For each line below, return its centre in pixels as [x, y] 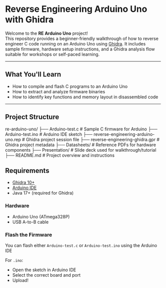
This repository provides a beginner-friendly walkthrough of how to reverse [82, 39]
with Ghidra [29, 20]
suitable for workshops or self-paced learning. [52, 54]
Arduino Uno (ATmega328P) [41, 216]
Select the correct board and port [46, 275]
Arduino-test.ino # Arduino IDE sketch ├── [49, 134]
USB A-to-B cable [30, 222]
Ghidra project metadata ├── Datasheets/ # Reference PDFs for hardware [81, 145]
